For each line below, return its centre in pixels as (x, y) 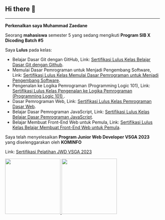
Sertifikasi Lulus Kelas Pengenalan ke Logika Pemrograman (72, 91)
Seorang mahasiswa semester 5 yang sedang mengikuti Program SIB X (78, 35)
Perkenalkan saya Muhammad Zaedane (46, 26)
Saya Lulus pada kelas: (29, 50)
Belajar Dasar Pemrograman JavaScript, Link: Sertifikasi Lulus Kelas (81, 112)
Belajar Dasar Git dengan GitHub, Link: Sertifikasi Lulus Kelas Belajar (81, 59)
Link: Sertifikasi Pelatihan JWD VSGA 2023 (49, 152)
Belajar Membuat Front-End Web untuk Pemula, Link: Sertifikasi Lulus (82, 122)
